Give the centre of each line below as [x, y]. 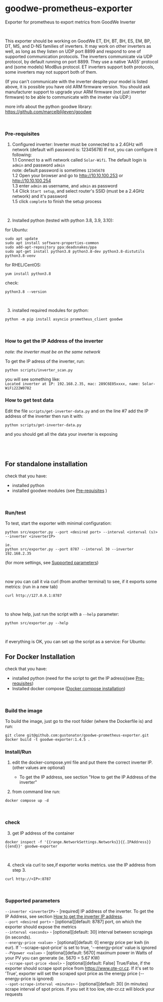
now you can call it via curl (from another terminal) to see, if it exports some [81, 581]
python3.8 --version [26, 292]
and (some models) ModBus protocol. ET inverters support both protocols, [80, 67]
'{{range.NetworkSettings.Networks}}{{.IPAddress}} [98, 842]
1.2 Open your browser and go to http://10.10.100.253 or [67, 176]
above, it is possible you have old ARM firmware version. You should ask [78, 86]
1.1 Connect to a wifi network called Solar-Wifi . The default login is [79, 160]
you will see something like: [33, 379]
